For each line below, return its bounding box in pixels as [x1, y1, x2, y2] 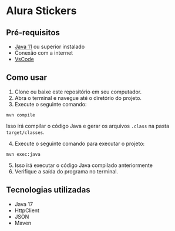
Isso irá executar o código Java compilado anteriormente [14, 162, 153, 169]
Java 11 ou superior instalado [14, 43, 85, 50]
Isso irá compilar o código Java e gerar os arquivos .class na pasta [6, 122, 170, 129]
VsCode [14, 56, 34, 62]
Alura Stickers [6, 4, 77, 18]
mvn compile [6, 112, 35, 118]
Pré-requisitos [6, 28, 60, 38]
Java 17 [14, 200, 33, 207]
